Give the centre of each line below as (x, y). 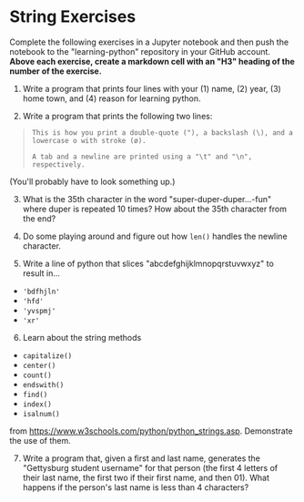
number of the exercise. (56, 71)
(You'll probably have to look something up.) (92, 181)
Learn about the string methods (82, 337)
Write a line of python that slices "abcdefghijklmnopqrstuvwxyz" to (148, 263)
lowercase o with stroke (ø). (89, 140)
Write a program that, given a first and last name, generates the (142, 458)
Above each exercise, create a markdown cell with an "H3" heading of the (152, 61)
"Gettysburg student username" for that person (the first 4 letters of (150, 467)
